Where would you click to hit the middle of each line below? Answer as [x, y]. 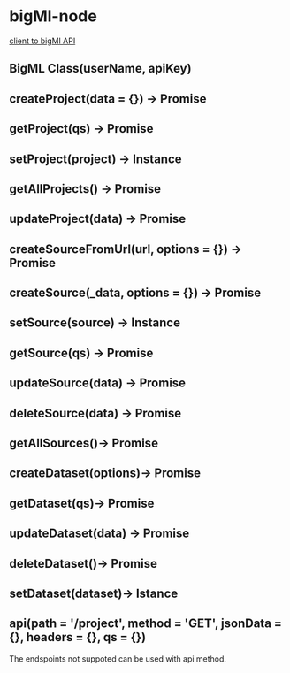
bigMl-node [53, 16]
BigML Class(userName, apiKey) [100, 69]
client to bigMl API [42, 41]
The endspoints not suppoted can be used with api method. [118, 658]
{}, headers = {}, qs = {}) [78, 637]
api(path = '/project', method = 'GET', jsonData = [146, 624]
